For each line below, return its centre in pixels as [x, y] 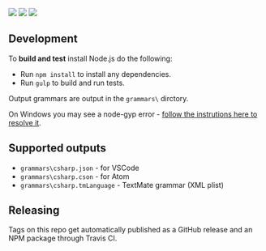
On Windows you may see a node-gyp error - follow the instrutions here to [133, 114]
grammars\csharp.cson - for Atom [75, 176]
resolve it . [25, 122]
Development [43, 39]
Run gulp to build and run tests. [73, 83]
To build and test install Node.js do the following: [90, 58]
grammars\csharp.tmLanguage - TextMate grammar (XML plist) [122, 185]
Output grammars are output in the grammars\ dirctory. [99, 98]
